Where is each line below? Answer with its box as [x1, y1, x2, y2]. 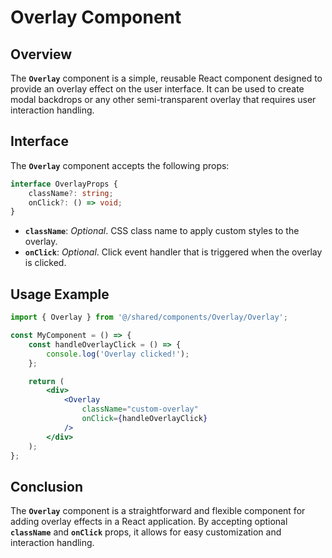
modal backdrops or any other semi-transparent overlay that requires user [10, 94, 317, 105]
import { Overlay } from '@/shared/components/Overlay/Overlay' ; [10, 312, 288, 323]
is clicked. [24, 257, 67, 269]
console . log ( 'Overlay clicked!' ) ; [46, 349, 190, 359]
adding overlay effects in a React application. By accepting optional [10, 516, 288, 528]
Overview [10, 46, 73, 63]
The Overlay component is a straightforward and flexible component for [10, 505, 306, 517]
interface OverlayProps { [10, 179, 118, 189]
